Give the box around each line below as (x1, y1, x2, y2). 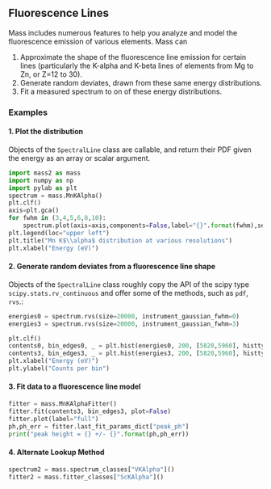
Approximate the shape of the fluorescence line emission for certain (19, 52, 247, 61)
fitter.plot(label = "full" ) (8, 415, 99, 423)
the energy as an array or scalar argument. (8, 153, 151, 162)
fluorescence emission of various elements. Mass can (8, 36, 188, 46)
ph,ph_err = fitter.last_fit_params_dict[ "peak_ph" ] (8, 422, 190, 431)
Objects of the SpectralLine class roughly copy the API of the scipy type (8, 279, 250, 289)
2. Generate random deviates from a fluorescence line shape (8, 262, 216, 272)
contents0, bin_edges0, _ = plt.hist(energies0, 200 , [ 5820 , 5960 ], (8, 342, 240, 350)
